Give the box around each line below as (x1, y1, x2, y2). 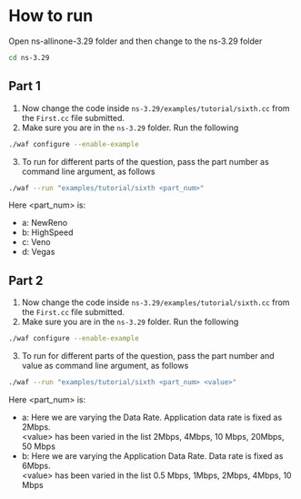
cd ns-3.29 (8, 53, 50, 62)
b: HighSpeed (21, 227, 74, 238)
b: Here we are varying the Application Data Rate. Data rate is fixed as (21, 450, 284, 461)
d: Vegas (21, 247, 55, 258)
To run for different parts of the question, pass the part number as (21, 156, 269, 167)
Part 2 (8, 272, 44, 288)
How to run (8, 5, 94, 26)
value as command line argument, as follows (21, 361, 189, 372)
